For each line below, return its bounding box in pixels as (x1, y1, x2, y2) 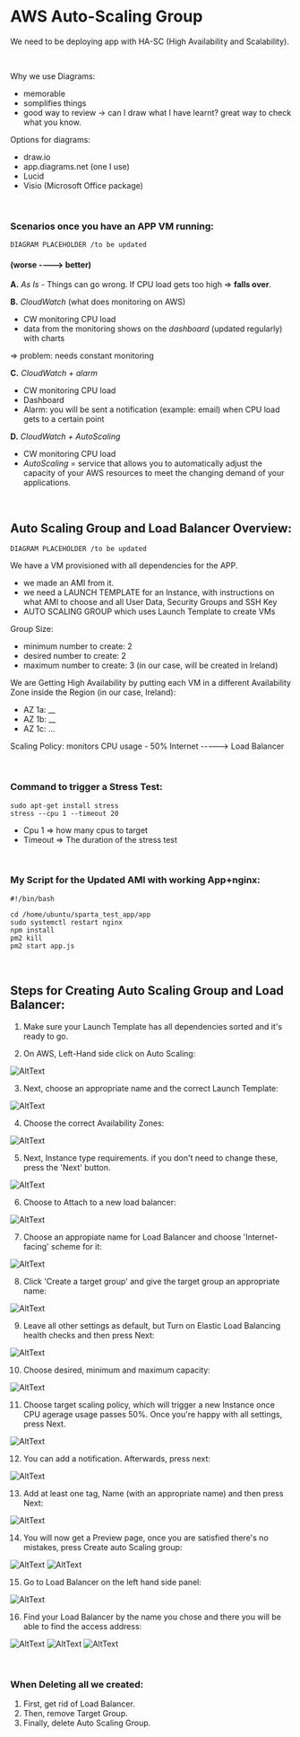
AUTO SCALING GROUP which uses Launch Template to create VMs (22, 606, 276, 617)
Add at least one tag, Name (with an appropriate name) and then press (22, 1487, 284, 1498)
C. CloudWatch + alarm (10, 368, 98, 379)
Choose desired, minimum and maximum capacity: (22, 1364, 211, 1375)
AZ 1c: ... (22, 724, 56, 734)
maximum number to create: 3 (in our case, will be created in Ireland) (22, 660, 279, 671)
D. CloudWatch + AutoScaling (10, 431, 121, 442)
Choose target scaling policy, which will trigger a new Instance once (22, 1399, 276, 1410)
